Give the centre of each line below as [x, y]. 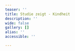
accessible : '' [20, 37]
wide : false [17, 23]
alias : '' [15, 32]
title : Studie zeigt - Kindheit [37, 14]
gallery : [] [17, 28]
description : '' [21, 18]
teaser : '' [16, 9]
